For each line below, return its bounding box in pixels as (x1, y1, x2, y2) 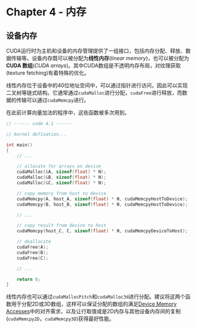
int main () (6, 142, 33, 148)
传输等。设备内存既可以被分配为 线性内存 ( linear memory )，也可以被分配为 (11, 55, 189, 62)
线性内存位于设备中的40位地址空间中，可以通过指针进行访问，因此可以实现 (6, 82, 188, 89)
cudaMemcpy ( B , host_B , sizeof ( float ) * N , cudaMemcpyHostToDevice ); (16, 201, 188, 207)
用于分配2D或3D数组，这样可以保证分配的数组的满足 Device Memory (11, 300, 177, 307)
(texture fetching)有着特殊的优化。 (6, 69, 90, 76)
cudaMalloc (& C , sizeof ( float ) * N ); (16, 180, 107, 186)
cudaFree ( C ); (16, 255, 49, 261)
